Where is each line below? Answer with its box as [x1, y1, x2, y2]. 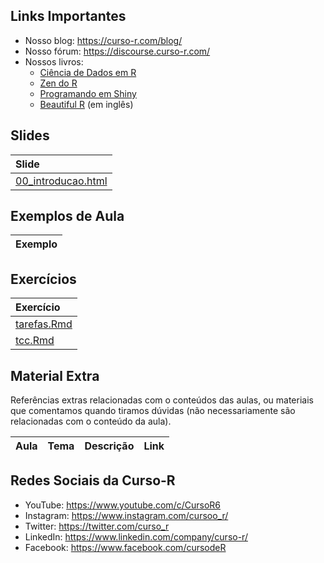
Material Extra [10, 367, 100, 384]
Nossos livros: [24, 55, 84, 68]
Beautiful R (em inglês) [39, 98, 134, 110]
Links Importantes [10, 8, 127, 25]
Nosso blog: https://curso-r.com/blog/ [24, 34, 183, 46]
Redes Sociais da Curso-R [10, 472, 176, 489]
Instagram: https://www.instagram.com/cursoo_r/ [24, 509, 229, 521]
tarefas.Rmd [15, 317, 73, 331]
